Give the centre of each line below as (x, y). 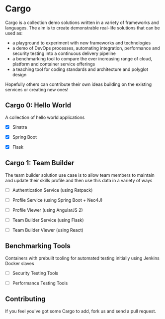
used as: (14, 33)
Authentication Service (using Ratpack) (52, 190)
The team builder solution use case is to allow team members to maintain (80, 175)
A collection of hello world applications (45, 117)
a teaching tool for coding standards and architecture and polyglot (80, 69)
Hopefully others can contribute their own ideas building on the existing (79, 84)
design (19, 74)
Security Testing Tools (35, 273)
